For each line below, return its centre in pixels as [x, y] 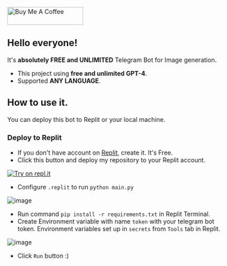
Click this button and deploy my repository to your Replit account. [111, 159]
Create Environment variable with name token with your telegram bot [116, 221]
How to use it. [38, 103]
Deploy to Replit [34, 137]
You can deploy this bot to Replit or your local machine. [86, 119]
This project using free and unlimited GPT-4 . [82, 73]
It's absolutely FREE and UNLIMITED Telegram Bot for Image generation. [112, 60]
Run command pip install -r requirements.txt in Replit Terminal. [113, 214]
